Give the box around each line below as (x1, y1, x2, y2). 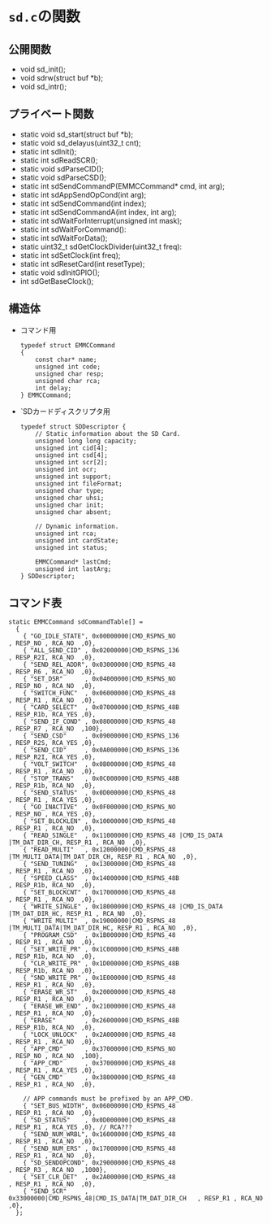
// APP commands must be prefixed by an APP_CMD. (23, 1095, 195, 1103)
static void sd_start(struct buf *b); (19, 129, 134, 139)
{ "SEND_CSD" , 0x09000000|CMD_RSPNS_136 (23, 732, 180, 740)
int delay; (35, 384, 72, 392)
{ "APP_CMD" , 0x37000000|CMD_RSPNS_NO (23, 1045, 176, 1053)
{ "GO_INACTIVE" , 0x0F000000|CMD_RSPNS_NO (23, 803, 176, 812)
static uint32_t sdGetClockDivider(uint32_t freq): (19, 242, 183, 251)
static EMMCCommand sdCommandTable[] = (8, 618, 144, 626)
